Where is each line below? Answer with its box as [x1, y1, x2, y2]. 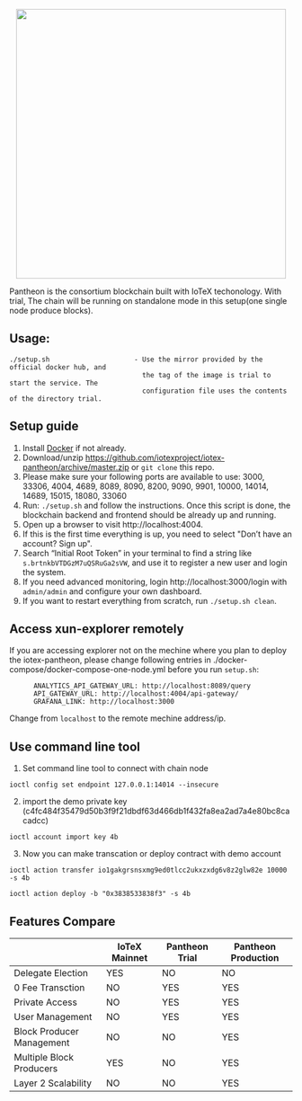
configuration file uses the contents [142, 386, 288, 395]
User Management [13, 1011, 93, 1024]
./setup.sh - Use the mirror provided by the [9, 355, 263, 364]
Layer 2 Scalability [13, 1077, 93, 1089]
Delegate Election [13, 967, 88, 980]
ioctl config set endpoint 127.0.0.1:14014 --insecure [9, 780, 219, 790]
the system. [22, 566, 67, 577]
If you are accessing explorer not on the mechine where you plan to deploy [9, 645, 288, 656]
